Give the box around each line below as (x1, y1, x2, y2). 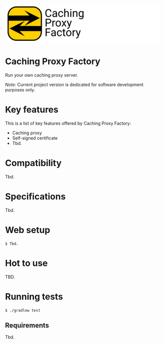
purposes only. (5, 86, 35, 92)
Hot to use (5, 258, 48, 269)
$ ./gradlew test (5, 308, 41, 313)
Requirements (5, 321, 49, 329)
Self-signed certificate (12, 135, 58, 141)
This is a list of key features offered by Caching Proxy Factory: (5, 120, 131, 126)
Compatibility (5, 158, 62, 169)
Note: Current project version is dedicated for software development (5, 82, 144, 87)
